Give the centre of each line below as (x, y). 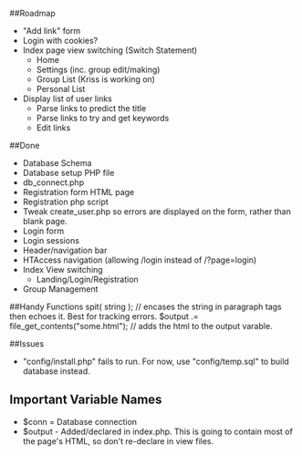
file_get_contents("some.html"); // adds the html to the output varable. (141, 326)
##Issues (27, 344)
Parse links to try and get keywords (103, 118)
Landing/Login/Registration (87, 279)
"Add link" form (52, 31)
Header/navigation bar (65, 250)
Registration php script (66, 202)
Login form (43, 231)
